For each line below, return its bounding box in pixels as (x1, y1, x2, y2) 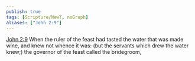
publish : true (6, 8, 41, 15)
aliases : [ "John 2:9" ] (6, 20, 62, 25)
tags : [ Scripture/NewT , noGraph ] (6, 14, 89, 20)
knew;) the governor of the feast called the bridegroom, (6, 49, 142, 56)
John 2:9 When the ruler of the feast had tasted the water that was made (6, 36, 184, 43)
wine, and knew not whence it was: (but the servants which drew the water (6, 42, 189, 49)
